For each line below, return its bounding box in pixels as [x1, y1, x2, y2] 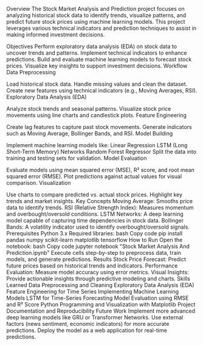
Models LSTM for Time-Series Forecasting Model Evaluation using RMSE [6, 294, 189, 302]
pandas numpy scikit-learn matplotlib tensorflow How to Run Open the [6, 237, 183, 243]
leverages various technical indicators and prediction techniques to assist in [6, 24, 196, 32]
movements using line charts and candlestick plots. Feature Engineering [6, 112, 187, 119]
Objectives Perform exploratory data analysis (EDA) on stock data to [6, 43, 177, 50]
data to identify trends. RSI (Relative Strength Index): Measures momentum [6, 204, 194, 211]
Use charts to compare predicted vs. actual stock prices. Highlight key [6, 191, 183, 198]
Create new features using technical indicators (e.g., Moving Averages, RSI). [6, 87, 198, 94]
